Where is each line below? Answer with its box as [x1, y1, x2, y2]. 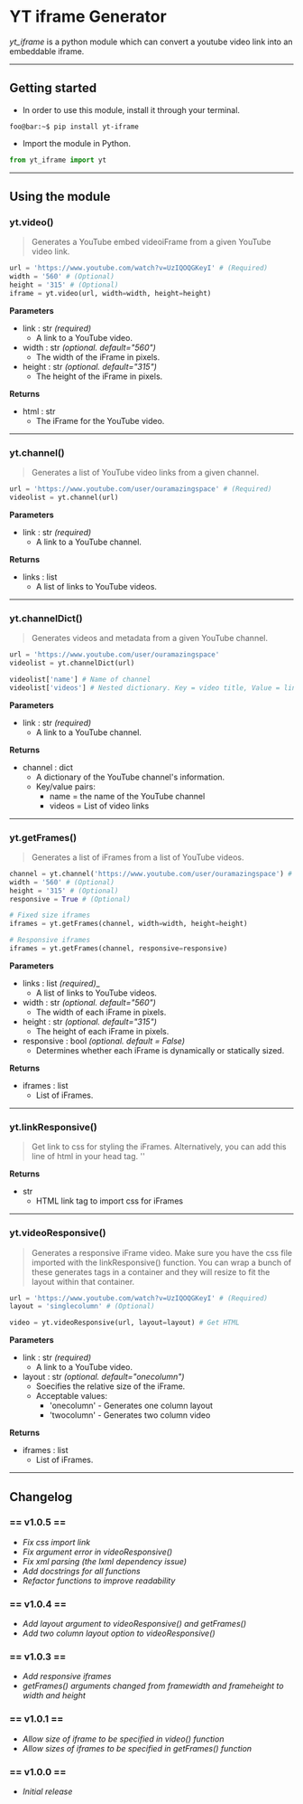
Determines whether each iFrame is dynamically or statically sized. [35, 1044, 285, 1055]
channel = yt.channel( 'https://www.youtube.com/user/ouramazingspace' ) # [9, 869, 293, 878]
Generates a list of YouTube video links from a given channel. [31, 468, 260, 478]
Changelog [9, 1489, 73, 1505]
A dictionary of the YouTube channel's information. [35, 771, 225, 782]
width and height [22, 1690, 86, 1701]
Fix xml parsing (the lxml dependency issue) [22, 1555, 188, 1566]
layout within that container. [31, 1276, 135, 1287]
